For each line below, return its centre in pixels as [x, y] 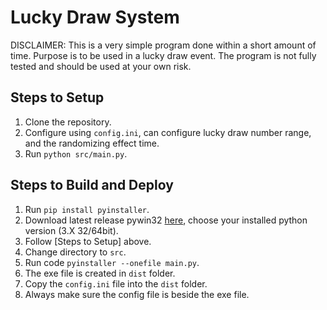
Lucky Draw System [95, 17]
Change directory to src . [75, 252]
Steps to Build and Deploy [92, 185]
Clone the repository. [68, 122]
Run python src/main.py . [76, 153]
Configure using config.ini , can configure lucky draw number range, [168, 132]
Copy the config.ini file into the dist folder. [116, 283]
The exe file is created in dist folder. [100, 273]
